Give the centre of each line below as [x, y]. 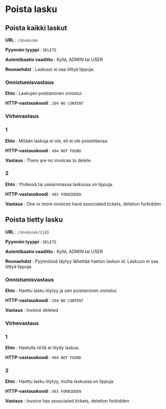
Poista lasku [31, 9]
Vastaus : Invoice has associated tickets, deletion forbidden [67, 401]
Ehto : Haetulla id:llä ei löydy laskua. [43, 348]
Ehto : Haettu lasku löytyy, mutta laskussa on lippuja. [60, 381]
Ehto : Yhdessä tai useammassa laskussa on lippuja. [59, 184]
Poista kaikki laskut [36, 28]
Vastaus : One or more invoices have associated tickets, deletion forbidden [83, 204]
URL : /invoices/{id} [27, 232]
